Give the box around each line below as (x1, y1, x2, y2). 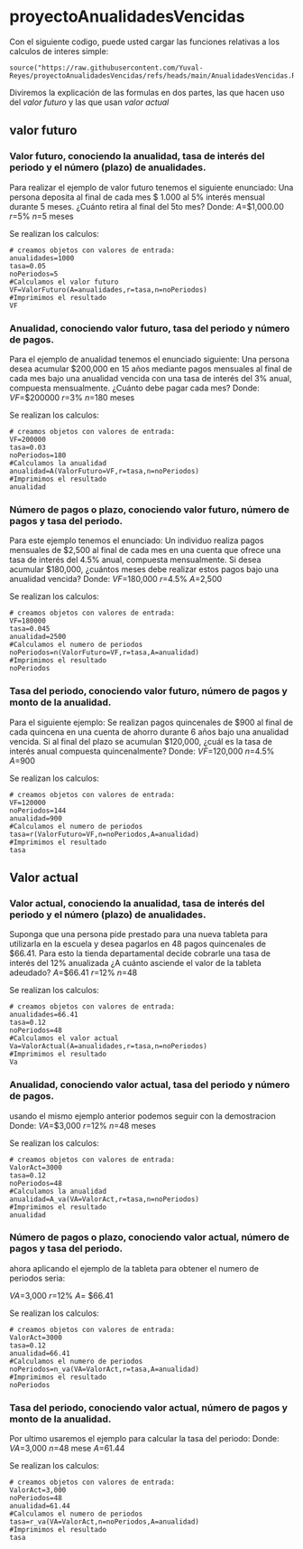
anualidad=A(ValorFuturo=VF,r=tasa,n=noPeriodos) (9, 466, 200, 475)
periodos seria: (9, 1272, 66, 1283)
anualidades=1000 (9, 253, 75, 263)
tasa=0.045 (9, 624, 50, 634)
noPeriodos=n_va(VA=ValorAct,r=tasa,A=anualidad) (9, 1365, 200, 1374)
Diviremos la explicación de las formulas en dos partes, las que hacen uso (9, 87, 285, 98)
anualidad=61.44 (9, 1502, 70, 1511)
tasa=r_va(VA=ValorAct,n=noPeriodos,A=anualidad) (9, 1517, 200, 1526)
